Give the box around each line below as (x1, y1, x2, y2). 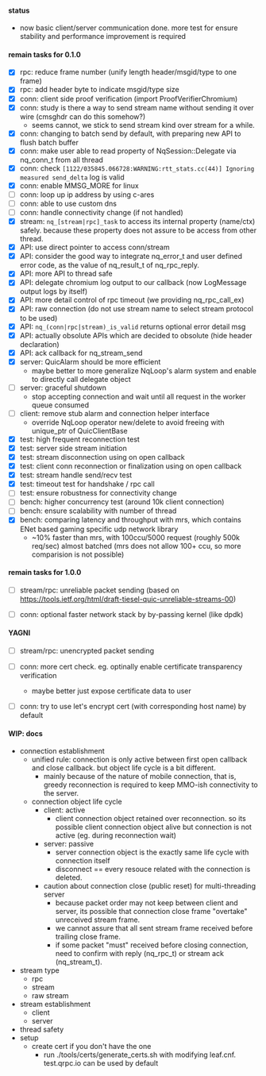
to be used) (19, 313, 58, 322)
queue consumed (31, 400, 90, 410)
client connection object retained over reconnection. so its (55, 814, 246, 823)
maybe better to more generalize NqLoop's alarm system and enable (31, 365, 256, 376)
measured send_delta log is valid (19, 172, 125, 182)
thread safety (19, 1024, 64, 1035)
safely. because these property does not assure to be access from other (19, 226, 256, 235)
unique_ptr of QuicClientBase (31, 426, 129, 435)
